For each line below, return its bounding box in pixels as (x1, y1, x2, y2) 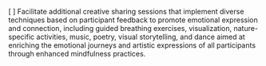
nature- (233, 24, 258, 33)
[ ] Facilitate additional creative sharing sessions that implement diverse (8, 7, 244, 16)
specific (8, 32, 35, 41)
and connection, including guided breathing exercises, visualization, (8, 24, 232, 33)
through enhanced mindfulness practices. (8, 49, 146, 58)
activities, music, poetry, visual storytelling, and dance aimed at (36, 32, 245, 41)
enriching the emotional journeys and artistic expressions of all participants (8, 41, 256, 50)
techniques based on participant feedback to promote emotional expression (8, 15, 258, 25)
